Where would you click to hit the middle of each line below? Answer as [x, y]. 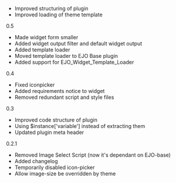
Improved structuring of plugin [51, 8]
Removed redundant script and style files [64, 97]
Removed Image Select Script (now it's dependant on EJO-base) [93, 155]
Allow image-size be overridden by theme [65, 174]
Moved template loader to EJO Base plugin [66, 56]
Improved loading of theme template [58, 15]
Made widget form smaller [46, 37]
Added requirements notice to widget [60, 91]
